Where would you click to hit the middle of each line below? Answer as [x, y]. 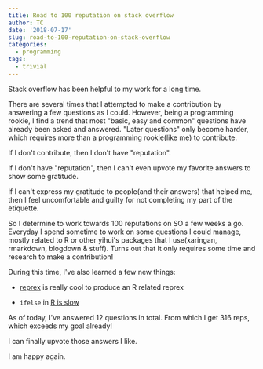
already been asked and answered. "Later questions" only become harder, [128, 129]
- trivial [31, 67]
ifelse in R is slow [49, 302]
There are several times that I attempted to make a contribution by [115, 104]
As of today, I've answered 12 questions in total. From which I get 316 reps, [129, 317]
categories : [27, 45]
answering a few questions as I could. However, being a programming [121, 112]
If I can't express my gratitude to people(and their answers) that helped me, [130, 191]
